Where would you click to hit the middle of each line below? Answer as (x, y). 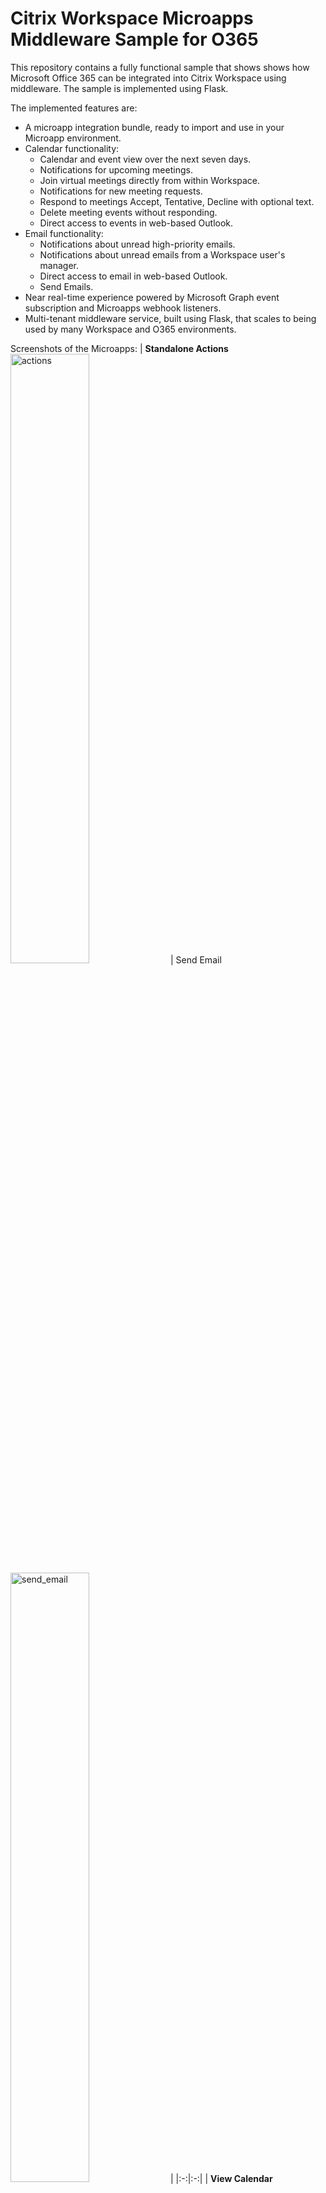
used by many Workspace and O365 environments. (130, 329)
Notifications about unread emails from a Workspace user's (162, 254)
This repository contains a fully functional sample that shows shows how (160, 67)
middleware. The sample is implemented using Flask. (119, 88)
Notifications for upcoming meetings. (116, 169)
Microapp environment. (73, 138)
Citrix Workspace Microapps (132, 18)
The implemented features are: (74, 108)
